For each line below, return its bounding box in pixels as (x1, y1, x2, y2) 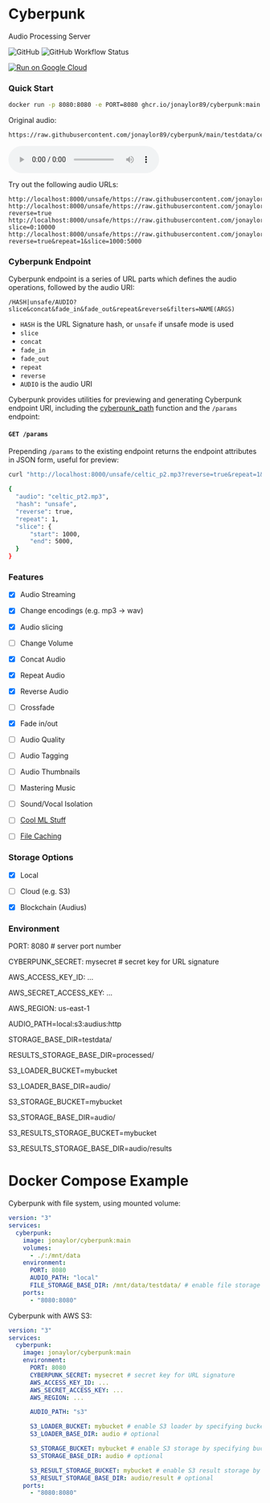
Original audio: (8, 116, 57, 125)
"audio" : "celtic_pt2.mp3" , (15, 493, 110, 501)
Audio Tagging (19, 751, 69, 760)
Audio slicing (19, 622, 63, 632)
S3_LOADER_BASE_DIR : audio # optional (29, 1430, 160, 1439)
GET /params (8, 430, 48, 438)
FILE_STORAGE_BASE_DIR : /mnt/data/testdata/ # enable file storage (29, 1281, 261, 1289)
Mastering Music (19, 783, 76, 792)
